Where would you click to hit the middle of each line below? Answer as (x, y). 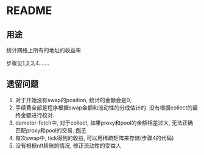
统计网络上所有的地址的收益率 (44, 50)
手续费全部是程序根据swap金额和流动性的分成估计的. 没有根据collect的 (104, 108)
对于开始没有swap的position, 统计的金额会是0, (73, 100)
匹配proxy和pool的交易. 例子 (51, 130)
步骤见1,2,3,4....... (28, 63)
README (29, 11)
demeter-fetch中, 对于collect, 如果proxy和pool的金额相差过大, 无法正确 (104, 123)
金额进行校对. (37, 115)
